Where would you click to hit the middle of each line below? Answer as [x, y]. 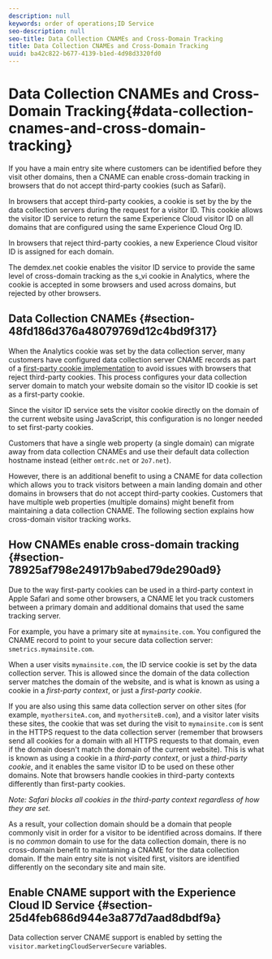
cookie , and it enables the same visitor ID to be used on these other [121, 766]
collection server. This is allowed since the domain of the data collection [129, 673]
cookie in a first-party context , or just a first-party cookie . [105, 690]
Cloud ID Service [52, 905]
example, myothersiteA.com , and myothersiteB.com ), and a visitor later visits [134, 714]
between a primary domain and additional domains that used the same [126, 607]
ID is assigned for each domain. [61, 251]
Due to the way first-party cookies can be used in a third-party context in [131, 589]
